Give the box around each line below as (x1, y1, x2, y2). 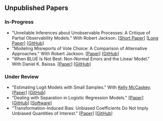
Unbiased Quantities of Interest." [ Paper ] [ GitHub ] (11, 110, 113, 116)
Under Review (4, 73, 39, 80)
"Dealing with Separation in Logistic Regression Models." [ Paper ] (11, 95, 144, 100)
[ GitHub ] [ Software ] (11, 100, 52, 106)
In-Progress (4, 19, 34, 25)
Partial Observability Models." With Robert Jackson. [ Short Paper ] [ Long (11, 35, 159, 41)
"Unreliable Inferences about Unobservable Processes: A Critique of (11, 29, 151, 36)
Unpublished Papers (4, 4, 68, 12)
